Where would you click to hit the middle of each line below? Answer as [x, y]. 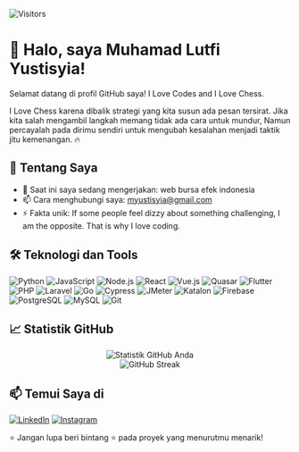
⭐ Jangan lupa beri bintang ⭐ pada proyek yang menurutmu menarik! [136, 438]
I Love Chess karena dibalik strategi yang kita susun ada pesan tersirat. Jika [149, 111]
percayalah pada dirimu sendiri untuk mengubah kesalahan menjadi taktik [145, 130]
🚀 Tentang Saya [54, 168]
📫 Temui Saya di [57, 393]
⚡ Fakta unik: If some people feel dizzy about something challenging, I [151, 213]
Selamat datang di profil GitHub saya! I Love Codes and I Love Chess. [137, 93]
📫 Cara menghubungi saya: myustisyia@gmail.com [117, 199]
